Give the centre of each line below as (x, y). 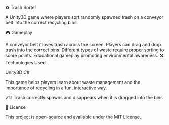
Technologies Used (25, 62)
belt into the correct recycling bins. (42, 23)
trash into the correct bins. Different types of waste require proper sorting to (85, 50)
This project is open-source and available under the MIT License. (73, 117)
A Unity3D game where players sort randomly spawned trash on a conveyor (84, 17)
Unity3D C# (17, 72)
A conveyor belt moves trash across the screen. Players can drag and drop (83, 44)
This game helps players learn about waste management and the (73, 82)
